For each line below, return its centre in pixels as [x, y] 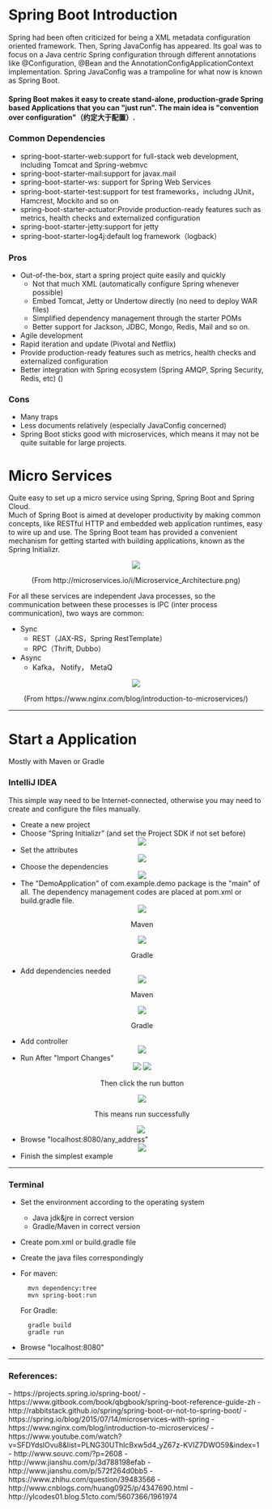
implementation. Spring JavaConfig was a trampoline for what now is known [136, 71]
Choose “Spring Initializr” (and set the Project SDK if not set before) [133, 833]
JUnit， [246, 191]
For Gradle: [39, 1310]
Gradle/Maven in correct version [86, 1226]
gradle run [46, 1332]
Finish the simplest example [66, 1156]
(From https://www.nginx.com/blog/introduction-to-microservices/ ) [136, 699]
